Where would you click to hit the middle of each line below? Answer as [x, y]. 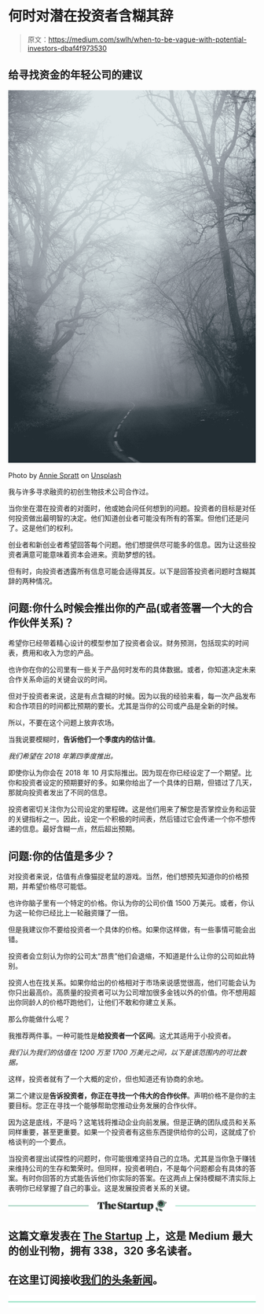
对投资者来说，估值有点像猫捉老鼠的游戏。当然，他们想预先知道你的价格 [125, 877]
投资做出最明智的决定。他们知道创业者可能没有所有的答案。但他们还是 [128, 518]
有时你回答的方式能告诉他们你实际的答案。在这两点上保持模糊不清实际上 [139, 1178]
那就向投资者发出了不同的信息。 [60, 793]
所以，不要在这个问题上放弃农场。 [63, 723]
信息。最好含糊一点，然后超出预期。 [80, 829]
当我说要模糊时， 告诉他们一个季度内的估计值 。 [84, 739]
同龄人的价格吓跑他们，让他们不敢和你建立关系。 [101, 1003]
